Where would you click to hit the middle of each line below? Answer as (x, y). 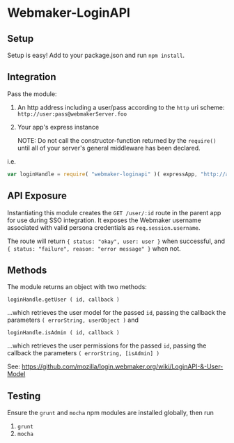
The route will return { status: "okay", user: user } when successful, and (116, 241)
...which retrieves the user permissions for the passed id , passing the (107, 345)
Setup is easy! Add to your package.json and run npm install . (96, 55)
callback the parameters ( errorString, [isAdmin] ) (84, 353)
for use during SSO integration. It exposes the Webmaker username (104, 220)
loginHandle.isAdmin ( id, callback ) (63, 333)
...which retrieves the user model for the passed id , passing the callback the (117, 313)
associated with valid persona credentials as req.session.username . (104, 227)
